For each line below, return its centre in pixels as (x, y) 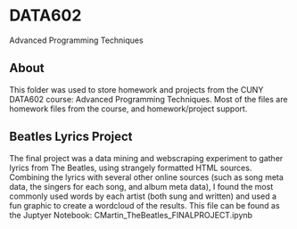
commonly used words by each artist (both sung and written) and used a (143, 196)
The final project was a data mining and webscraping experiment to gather (146, 158)
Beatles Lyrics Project (71, 137)
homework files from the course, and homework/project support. (128, 109)
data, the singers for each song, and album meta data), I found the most (141, 186)
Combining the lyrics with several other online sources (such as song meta (146, 177)
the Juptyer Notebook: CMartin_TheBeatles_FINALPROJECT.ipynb (131, 215)
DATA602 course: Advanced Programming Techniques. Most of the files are (148, 99)
